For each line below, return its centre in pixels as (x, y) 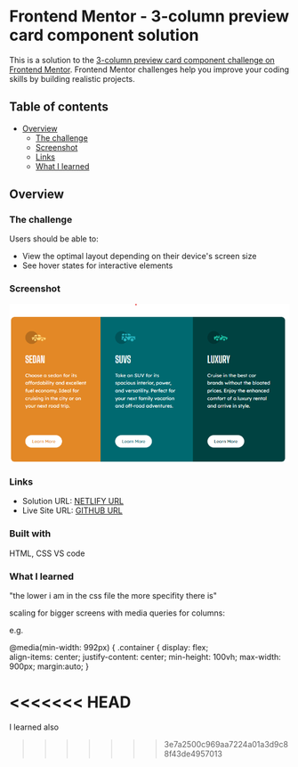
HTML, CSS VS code (47, 553)
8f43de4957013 (193, 754)
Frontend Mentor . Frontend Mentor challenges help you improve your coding (149, 69)
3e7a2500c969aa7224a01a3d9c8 (226, 745)
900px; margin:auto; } (49, 666)
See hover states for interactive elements (97, 265)
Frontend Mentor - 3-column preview (149, 16)
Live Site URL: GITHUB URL (72, 510)
